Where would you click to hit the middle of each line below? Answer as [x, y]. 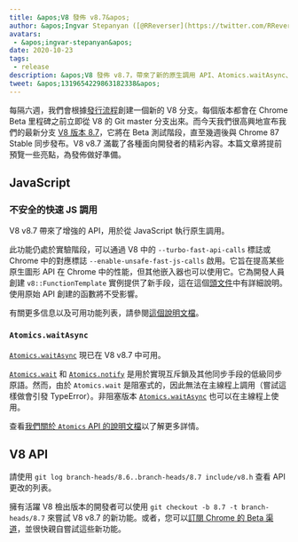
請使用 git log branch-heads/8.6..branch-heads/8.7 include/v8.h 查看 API [147, 477]
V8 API [29, 454]
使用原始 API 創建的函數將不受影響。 [76, 294]
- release [31, 68]
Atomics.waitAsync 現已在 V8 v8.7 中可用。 [87, 355]
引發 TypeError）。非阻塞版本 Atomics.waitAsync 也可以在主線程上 [152, 395]
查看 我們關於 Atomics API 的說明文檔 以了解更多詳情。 [106, 426]
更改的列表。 [32, 488]
